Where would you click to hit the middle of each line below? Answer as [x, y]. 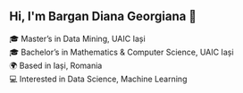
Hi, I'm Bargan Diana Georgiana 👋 [103, 17]
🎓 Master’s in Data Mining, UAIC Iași [77, 38]
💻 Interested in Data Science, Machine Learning [98, 79]
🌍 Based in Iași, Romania [56, 65]
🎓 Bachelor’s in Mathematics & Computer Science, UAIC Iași [121, 52]
